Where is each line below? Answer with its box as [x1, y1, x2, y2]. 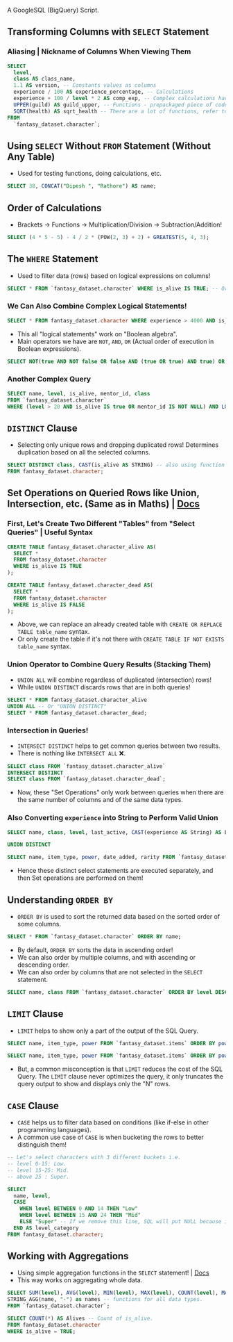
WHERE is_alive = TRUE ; [7, 1327, 76, 1335]
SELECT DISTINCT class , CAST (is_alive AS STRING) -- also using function [7, 461, 225, 468]
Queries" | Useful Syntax [7, 527, 94, 537]
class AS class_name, [13, 76, 76, 83]
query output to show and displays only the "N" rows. [17, 1080, 171, 1088]
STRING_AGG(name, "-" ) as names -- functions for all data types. [7, 1296, 203, 1303]
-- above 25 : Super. [7, 1173, 70, 1180]
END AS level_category [13, 1225, 79, 1231]
